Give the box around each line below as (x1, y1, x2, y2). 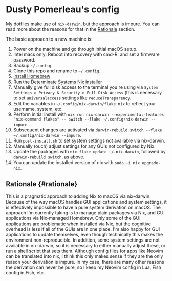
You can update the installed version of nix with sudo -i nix (13, 159, 140, 165)
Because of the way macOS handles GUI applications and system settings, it (6, 198, 167, 205)
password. (13, 56, 36, 63)
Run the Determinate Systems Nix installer (13, 78, 102, 85)
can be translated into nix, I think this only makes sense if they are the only (6, 253, 163, 259)
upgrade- (142, 160, 161, 165)
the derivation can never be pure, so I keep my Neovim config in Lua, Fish (6, 264, 162, 270)
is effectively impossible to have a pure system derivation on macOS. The (6, 204, 161, 210)
